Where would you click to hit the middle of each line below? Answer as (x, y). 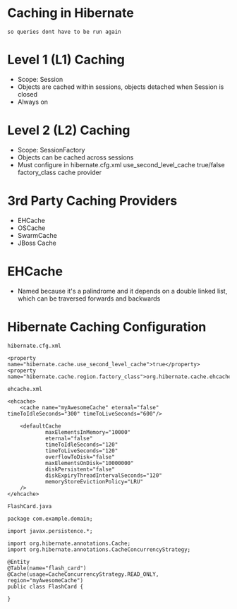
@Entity (19, 562)
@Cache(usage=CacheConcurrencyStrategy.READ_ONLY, (83, 574)
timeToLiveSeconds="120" (81, 451)
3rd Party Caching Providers (92, 201)
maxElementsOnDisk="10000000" (89, 463)
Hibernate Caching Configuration (107, 327)
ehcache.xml (25, 389)
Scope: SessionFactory (51, 150)
